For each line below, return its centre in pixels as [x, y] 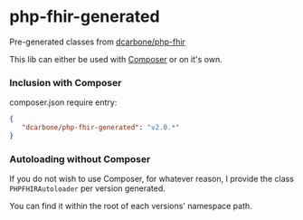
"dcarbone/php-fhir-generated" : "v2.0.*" [100, 128]
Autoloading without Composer [80, 158]
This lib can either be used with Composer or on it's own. [116, 59]
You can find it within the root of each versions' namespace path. [131, 206]
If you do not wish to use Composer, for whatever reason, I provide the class [151, 179]
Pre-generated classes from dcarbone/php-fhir [97, 42]
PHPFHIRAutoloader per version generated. [87, 188]
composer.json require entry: [63, 102]
